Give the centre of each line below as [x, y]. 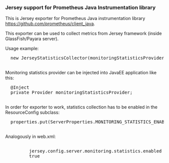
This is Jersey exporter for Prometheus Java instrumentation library [75, 19]
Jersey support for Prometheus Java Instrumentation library [80, 8]
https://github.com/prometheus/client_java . [50, 24]
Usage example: [22, 49]
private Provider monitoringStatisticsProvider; [71, 93]
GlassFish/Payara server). [32, 39]
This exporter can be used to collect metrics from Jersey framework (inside [83, 34]
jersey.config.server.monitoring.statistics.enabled [95, 151]
